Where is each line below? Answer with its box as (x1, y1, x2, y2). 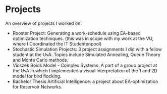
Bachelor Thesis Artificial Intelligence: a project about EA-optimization (12, 78, 158, 84)
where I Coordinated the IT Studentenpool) (12, 40, 102, 46)
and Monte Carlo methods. (12, 57, 69, 63)
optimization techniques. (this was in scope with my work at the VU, (12, 35, 154, 41)
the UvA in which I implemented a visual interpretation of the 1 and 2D (12, 67, 157, 74)
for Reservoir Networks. (12, 83, 63, 89)
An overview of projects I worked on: (5, 20, 82, 26)
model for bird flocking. (12, 73, 62, 79)
